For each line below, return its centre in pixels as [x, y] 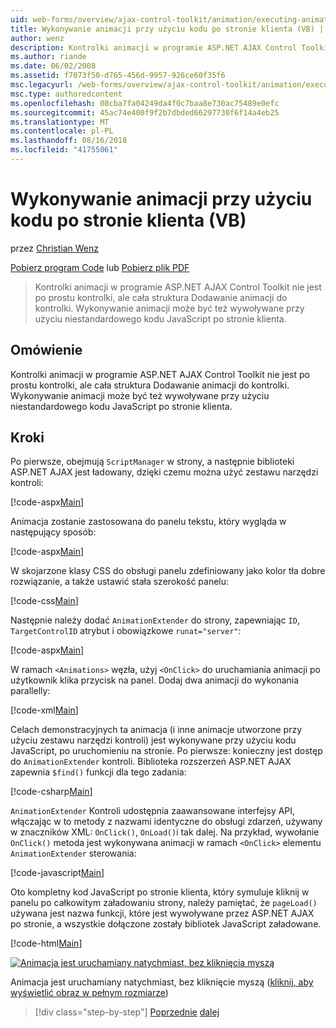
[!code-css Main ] [44, 601]
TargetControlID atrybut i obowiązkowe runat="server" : [126, 631]
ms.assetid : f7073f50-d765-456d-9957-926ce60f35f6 [118, 76]
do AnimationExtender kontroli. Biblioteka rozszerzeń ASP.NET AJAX [151, 762]
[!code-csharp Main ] [51, 792]
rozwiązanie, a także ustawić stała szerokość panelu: [120, 582]
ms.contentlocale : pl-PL [62, 131]
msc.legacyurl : [42, 85]
